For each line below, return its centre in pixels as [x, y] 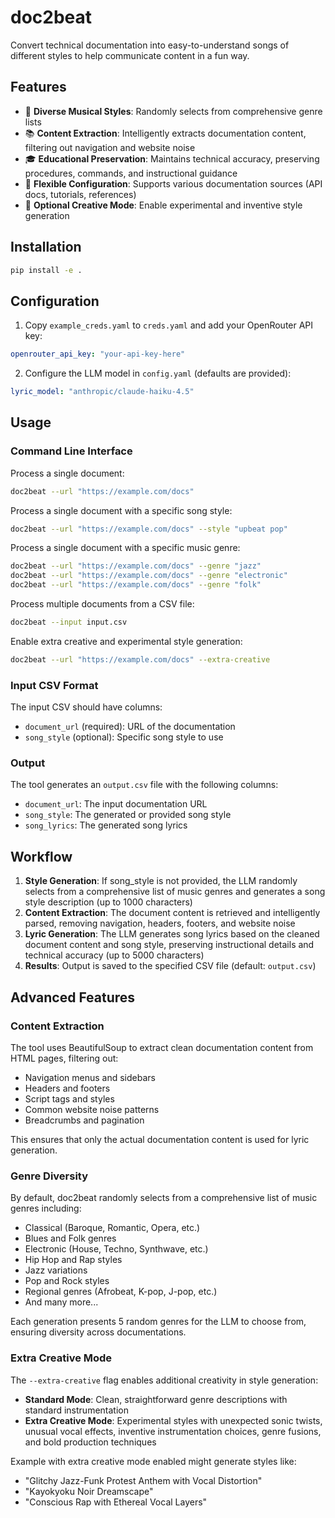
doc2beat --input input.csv [69, 622]
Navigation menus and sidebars [90, 1077]
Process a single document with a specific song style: [121, 510]
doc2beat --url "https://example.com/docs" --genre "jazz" [136, 566]
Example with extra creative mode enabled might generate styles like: [153, 1461]
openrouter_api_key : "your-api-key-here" [98, 354]
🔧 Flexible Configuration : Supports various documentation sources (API [173, 183]
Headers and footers [67, 1088]
